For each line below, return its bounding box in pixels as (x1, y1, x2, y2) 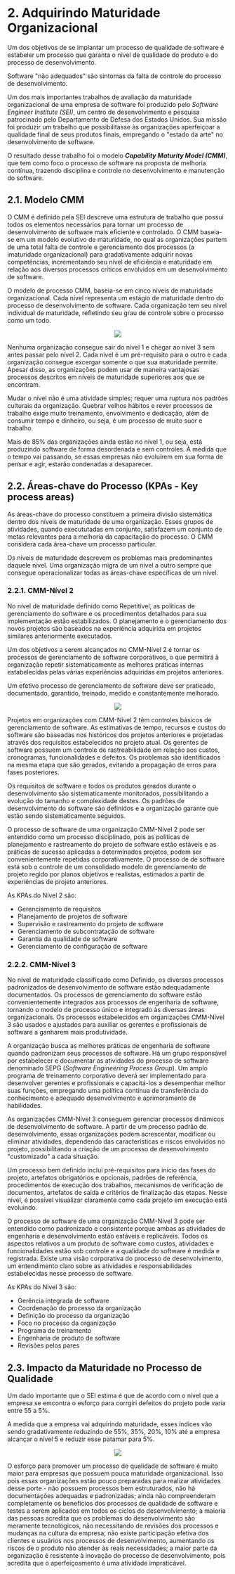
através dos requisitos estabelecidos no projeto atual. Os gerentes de (7, 738, 208, 746)
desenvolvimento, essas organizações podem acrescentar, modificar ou (7, 1130, 216, 1139)
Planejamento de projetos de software (17, 912, 128, 921)
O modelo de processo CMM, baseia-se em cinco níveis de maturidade (7, 286, 213, 295)
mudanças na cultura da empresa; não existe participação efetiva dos (7, 1528, 209, 1537)
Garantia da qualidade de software (17, 934, 118, 943)
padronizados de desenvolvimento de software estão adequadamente (7, 983, 210, 992)
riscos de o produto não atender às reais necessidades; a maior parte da (7, 1544, 217, 1552)
